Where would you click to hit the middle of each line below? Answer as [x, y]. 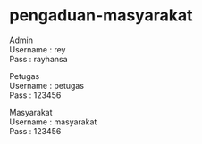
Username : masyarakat [53, 122]
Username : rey [38, 49]
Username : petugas [47, 85]
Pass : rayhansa [39, 59]
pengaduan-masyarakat [101, 16]
